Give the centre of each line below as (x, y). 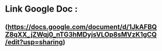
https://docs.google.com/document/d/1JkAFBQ (82, 27)
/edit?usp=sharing (34, 42)
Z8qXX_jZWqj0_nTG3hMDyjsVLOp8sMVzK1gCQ (81, 34)
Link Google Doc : (41, 9)
